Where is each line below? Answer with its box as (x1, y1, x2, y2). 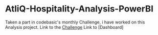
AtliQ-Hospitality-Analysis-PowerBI (5, 3, 154, 14)
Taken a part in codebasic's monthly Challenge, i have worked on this (5, 19, 145, 25)
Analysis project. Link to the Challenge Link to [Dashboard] (5, 24, 124, 30)
